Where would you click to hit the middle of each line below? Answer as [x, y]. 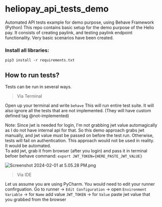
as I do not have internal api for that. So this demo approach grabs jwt [75, 130]
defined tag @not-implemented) [37, 116]
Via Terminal [29, 96]
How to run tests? [32, 75]
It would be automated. [28, 146]
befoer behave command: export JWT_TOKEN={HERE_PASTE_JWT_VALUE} [74, 156]
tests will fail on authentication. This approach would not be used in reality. [80, 141]
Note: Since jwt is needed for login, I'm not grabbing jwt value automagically [81, 125]
